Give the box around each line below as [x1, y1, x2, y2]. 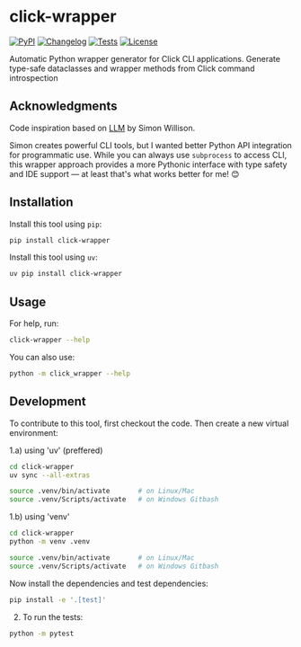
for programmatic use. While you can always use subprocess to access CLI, [9, 149, 288, 160]
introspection [9, 72, 58, 83]
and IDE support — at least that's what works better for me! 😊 [9, 168, 240, 179]
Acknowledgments [9, 99, 119, 114]
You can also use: [9, 352, 75, 362]
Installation [9, 195, 74, 210]
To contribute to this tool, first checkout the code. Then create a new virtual [9, 418, 289, 429]
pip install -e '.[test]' [9, 595, 106, 604]
